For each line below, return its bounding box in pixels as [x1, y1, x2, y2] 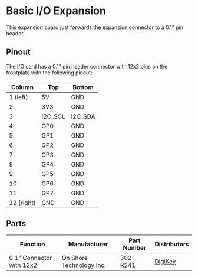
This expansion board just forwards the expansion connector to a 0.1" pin [6, 24, 184, 31]
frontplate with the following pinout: [6, 69, 93, 76]
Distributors [154, 240, 189, 248]
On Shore [61, 253, 88, 262]
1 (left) [9, 93, 28, 101]
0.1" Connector [9, 253, 52, 262]
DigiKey [154, 257, 176, 265]
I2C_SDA [71, 112, 95, 120]
